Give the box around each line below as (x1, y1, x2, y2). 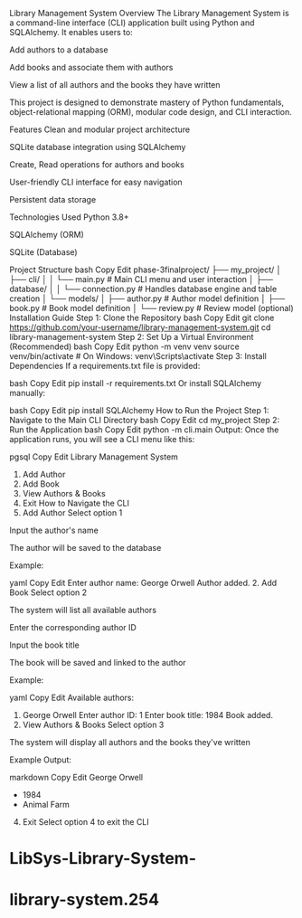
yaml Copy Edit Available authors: (9, 692, 135, 703)
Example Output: (9, 754, 72, 765)
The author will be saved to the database (9, 543, 162, 553)
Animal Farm (22, 800, 71, 809)
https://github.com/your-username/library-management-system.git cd (9, 322, 271, 333)
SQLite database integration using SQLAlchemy (9, 142, 186, 152)
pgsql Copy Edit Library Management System (9, 451, 179, 462)
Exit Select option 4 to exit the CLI (22, 817, 149, 827)
